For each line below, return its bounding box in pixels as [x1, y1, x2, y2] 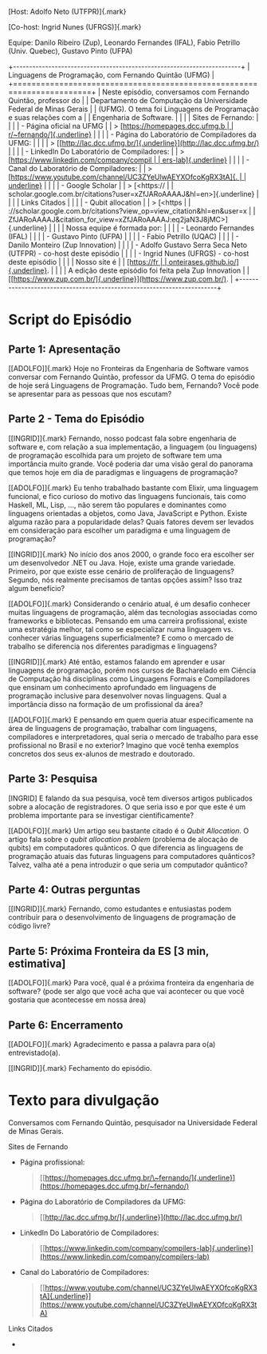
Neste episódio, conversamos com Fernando [102, 87, 249, 97]
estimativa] [8, 957, 66, 970]
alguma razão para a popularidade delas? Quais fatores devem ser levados [8, 517, 254, 526]
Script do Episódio [8, 311, 132, 329]
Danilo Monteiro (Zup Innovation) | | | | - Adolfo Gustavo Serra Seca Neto [8, 240, 248, 250]
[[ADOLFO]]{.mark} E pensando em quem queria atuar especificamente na [8, 715, 253, 725]
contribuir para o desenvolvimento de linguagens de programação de [8, 913, 237, 922]
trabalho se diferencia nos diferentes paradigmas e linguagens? [8, 641, 218, 651]
